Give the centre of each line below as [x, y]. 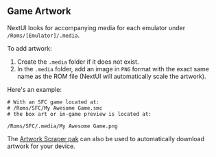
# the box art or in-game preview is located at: [80, 114]
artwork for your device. [41, 146]
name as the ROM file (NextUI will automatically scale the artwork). [112, 76]
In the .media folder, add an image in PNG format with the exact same [113, 69]
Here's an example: [34, 89]
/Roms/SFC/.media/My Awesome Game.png [62, 126]
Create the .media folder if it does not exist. [78, 62]
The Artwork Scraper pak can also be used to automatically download [106, 138]
